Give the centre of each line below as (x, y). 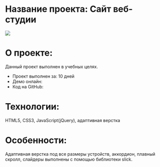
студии (21, 20)
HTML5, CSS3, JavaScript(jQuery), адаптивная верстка (63, 120)
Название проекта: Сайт (58, 9)
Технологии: (32, 107)
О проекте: (29, 53)
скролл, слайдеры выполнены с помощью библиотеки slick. (69, 159)
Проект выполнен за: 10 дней (43, 76)
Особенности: (36, 140)
